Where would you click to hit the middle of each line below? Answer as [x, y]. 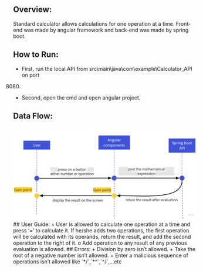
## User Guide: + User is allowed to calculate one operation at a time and [102, 224]
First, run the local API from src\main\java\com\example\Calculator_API [107, 68]
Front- [183, 23]
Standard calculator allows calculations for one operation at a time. [94, 23]
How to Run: [36, 55]
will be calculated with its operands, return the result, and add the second [102, 237]
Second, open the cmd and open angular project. [81, 97]
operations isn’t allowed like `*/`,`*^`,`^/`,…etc [67, 262]
